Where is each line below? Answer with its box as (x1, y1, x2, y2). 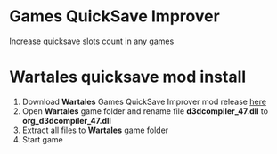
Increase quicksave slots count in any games (9, 36, 175, 46)
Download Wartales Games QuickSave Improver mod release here (21, 96, 267, 107)
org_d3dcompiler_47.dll (21, 115, 111, 126)
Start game (21, 134, 64, 144)
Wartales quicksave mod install (9, 67, 247, 87)
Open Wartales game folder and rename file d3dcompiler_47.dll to (21, 105, 269, 117)
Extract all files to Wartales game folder (21, 125, 169, 135)
